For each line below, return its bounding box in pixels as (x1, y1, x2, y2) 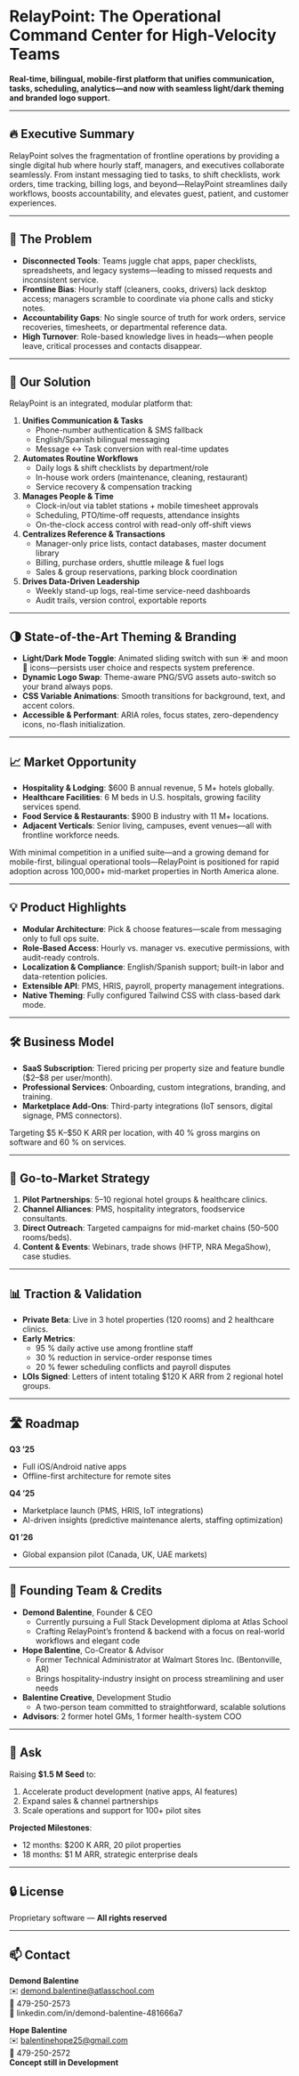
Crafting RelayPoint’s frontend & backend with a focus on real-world (35, 1626, 285, 1636)
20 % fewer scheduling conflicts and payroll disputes (35, 1362, 231, 1373)
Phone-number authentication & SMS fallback (35, 425, 204, 435)
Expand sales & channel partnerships (21, 1796, 158, 1806)
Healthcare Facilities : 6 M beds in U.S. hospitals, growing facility (21, 792, 261, 802)
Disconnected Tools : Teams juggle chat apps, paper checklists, (21, 255, 257, 266)
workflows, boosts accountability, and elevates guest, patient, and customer (9, 188, 289, 199)
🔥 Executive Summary (9, 126, 135, 142)
